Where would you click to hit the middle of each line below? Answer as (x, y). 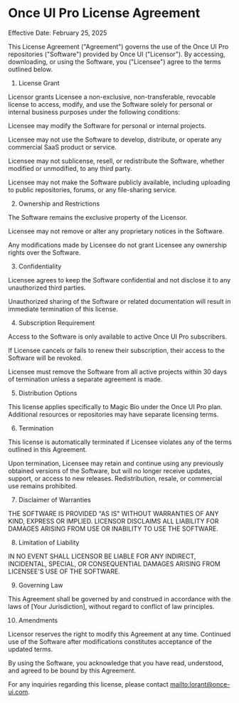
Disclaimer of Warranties (54, 499)
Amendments (38, 620)
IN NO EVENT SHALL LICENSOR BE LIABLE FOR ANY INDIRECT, (102, 556)
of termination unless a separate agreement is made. (85, 379)
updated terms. (31, 649)
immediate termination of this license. (63, 309)
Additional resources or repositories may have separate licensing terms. (113, 414)
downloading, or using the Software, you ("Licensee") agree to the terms (115, 61)
